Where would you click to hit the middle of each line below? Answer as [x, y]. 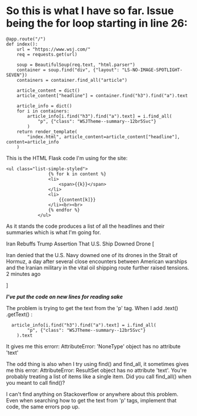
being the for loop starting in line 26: [97, 23]
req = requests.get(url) [47, 54]
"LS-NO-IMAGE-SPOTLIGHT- [152, 70]
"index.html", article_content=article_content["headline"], [104, 137]
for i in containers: [43, 111]
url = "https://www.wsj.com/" [54, 49]
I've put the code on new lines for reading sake [65, 297]
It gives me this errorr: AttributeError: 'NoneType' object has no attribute [94, 346]
